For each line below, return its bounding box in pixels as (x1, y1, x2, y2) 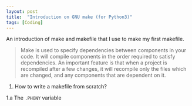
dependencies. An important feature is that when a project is (20, 59, 167, 66)
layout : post (6, 8, 38, 15)
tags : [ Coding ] (6, 19, 43, 25)
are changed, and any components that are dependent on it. (20, 71, 166, 79)
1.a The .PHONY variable (6, 94, 62, 101)
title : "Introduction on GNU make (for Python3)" (6, 14, 133, 20)
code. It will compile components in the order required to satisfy (20, 53, 176, 60)
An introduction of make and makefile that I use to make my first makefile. (6, 36, 184, 43)
